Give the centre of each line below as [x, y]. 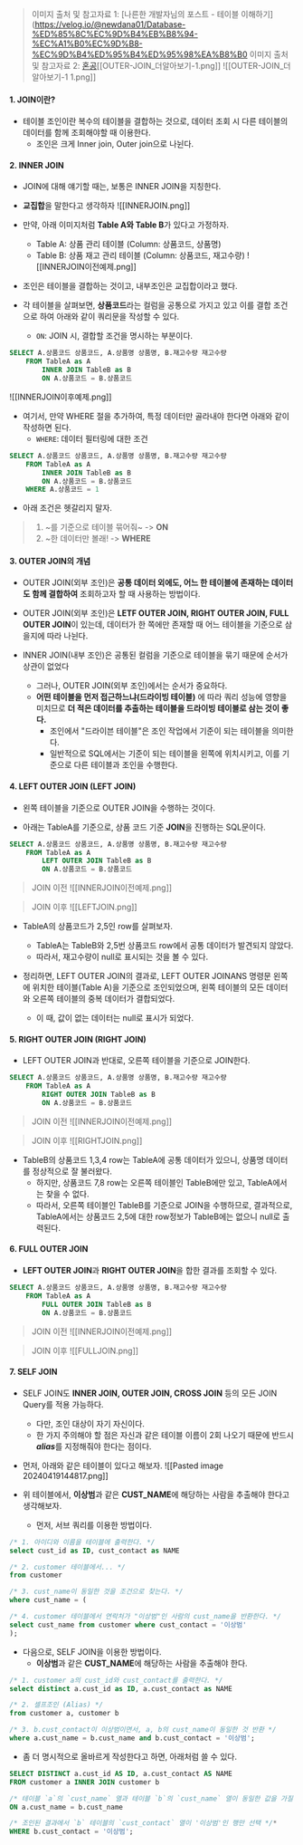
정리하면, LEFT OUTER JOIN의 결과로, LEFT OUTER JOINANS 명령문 [147, 976]
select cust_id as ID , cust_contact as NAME [95, 1551]
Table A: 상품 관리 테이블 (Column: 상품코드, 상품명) [128, 245]
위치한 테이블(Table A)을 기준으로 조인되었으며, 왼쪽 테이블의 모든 [148, 987]
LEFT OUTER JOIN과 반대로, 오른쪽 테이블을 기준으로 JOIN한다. [136, 1061]
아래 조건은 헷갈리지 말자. [67, 508]
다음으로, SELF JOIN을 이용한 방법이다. [92, 1651]
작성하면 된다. [47, 427]
